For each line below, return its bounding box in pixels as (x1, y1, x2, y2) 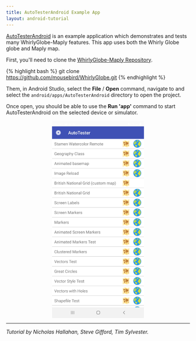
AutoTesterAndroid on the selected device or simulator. (6, 109, 138, 116)
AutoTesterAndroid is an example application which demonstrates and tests (6, 32, 187, 39)
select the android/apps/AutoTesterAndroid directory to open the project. (6, 91, 181, 98)
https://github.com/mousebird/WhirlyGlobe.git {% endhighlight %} (6, 74, 166, 81)
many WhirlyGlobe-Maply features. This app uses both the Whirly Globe (6, 39, 180, 46)
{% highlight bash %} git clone (6, 67, 80, 74)
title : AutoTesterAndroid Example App (6, 9, 100, 15)
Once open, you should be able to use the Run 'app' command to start (6, 102, 176, 109)
